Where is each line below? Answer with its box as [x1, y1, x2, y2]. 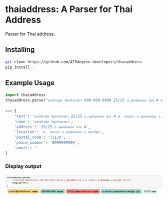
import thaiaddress [5, 92, 46, 97]
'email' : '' [14, 146, 39, 151]
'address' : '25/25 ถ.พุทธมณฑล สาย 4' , [14, 124, 91, 129]
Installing [5, 45, 35, 54]
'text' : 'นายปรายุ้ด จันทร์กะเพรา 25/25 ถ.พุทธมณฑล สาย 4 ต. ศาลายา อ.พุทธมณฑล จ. [14, 114, 163, 119]
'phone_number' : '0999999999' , [14, 140, 79, 145]
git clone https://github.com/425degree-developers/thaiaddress [5, 59, 142, 64]
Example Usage [5, 78, 55, 87]
